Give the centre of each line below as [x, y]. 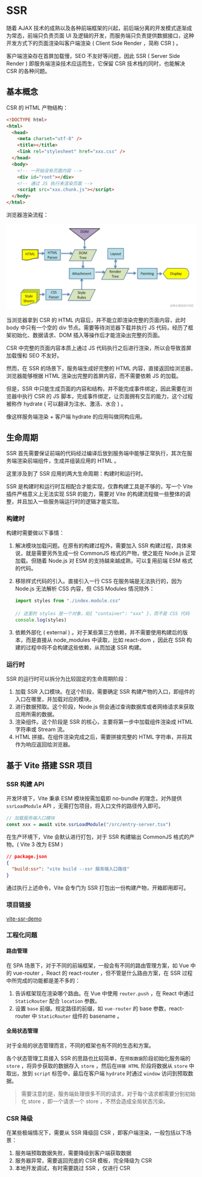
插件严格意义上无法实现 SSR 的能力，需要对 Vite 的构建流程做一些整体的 [96, 494]
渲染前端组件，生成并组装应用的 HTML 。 [68, 461]
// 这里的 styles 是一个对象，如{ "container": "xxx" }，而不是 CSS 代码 [102, 614]
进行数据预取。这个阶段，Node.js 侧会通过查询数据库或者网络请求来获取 [105, 707]
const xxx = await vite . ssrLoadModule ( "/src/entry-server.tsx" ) [89, 825]
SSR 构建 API [25, 784]
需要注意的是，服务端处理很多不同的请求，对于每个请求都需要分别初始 [108, 1094]
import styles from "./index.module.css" [68, 601]
